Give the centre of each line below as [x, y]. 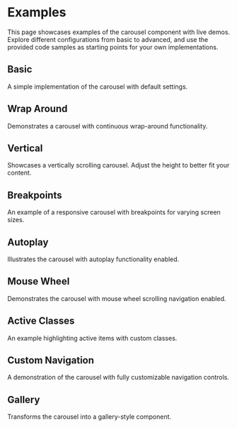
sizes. [16, 220]
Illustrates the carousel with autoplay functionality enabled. [93, 259]
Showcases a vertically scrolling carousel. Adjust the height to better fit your [118, 165]
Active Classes [41, 321]
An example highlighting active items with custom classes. [92, 338]
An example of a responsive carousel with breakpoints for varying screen [114, 212]
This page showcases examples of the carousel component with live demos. [119, 32]
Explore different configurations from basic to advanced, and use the [108, 39]
